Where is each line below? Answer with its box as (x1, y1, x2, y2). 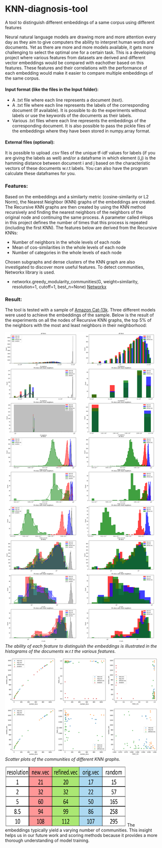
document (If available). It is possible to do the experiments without (12, 108, 147, 114)
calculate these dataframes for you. (5, 171, 76, 177)
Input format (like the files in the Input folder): (5, 86, 99, 92)
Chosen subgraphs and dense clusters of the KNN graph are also (5, 259, 135, 265)
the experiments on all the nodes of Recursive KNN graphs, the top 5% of (5, 317, 152, 323)
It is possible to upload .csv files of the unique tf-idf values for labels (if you (5, 150, 156, 156)
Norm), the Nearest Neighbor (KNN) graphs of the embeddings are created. (5, 199, 156, 205)
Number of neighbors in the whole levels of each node (12, 239, 121, 245)
